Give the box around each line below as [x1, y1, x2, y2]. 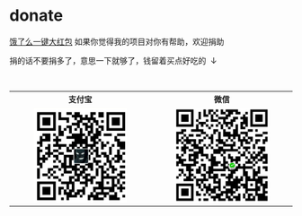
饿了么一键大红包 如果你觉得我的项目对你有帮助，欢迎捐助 [9, 36, 225, 47]
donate [9, 5, 64, 26]
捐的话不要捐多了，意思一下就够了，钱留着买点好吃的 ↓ [9, 55, 218, 65]
